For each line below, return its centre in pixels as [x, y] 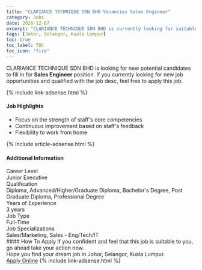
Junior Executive [27, 177]
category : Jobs [25, 17]
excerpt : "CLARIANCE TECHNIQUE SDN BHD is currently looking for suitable [102, 29]
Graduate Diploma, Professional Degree [55, 197]
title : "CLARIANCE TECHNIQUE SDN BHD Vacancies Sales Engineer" [88, 12]
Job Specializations [31, 229]
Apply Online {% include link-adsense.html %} [64, 261]
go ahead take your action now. [45, 248]
